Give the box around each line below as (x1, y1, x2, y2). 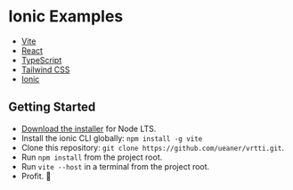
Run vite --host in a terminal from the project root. (20, 161, 210, 171)
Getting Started (8, 100, 96, 115)
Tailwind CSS (20, 64, 70, 75)
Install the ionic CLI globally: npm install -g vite (20, 132, 203, 144)
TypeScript (20, 54, 62, 65)
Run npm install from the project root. (20, 152, 163, 162)
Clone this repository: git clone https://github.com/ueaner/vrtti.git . (20, 142, 285, 153)
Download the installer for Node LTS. (20, 123, 157, 134)
